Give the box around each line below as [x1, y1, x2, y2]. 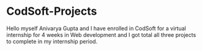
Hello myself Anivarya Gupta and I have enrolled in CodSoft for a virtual [6, 25, 187, 32]
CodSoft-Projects [6, 4, 97, 18]
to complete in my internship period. [6, 37, 98, 45]
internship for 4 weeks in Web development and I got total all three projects [6, 31, 196, 38]
